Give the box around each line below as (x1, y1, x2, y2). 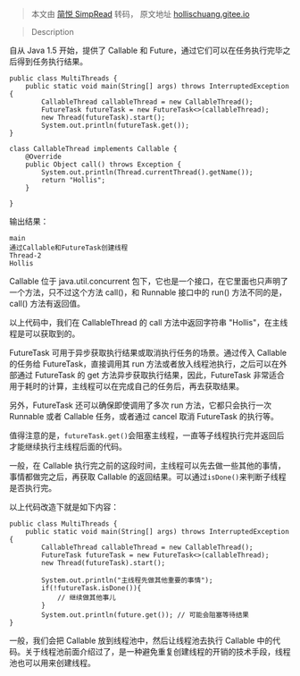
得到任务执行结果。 (16, 56, 87, 66)
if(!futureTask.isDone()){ (41, 584, 142, 593)
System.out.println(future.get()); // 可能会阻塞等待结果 (41, 611, 250, 620)
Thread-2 (9, 251, 42, 260)
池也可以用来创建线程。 (9, 657, 96, 668)
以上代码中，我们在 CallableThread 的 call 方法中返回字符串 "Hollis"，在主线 (9, 317, 288, 327)
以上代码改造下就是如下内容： (9, 502, 119, 512)
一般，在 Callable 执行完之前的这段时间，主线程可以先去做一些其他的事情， (9, 461, 286, 470)
